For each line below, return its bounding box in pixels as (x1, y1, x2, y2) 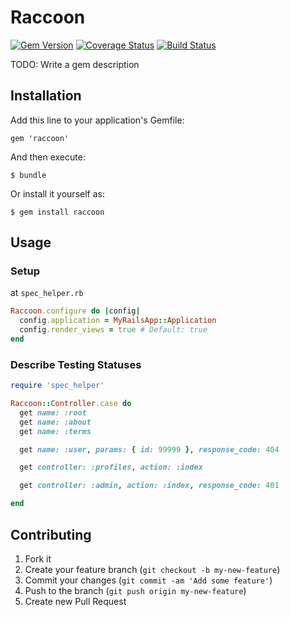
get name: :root (19, 407, 87, 418)
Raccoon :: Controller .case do (10, 399, 132, 409)
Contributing (10, 526, 92, 543)
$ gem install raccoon (10, 207, 105, 217)
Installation (10, 87, 82, 105)
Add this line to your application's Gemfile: (10, 114, 185, 126)
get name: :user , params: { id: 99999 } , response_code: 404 (19, 444, 280, 455)
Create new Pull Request (24, 595, 127, 607)
